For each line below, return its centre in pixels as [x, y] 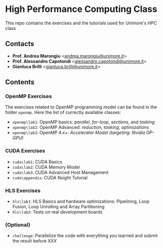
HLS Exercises [23, 190]
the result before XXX [35, 241]
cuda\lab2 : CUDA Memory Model [46, 167]
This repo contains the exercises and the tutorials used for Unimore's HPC [81, 23]
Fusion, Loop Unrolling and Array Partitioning [58, 207]
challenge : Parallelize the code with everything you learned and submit [85, 236]
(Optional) [18, 225]
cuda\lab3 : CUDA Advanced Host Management [60, 172]
